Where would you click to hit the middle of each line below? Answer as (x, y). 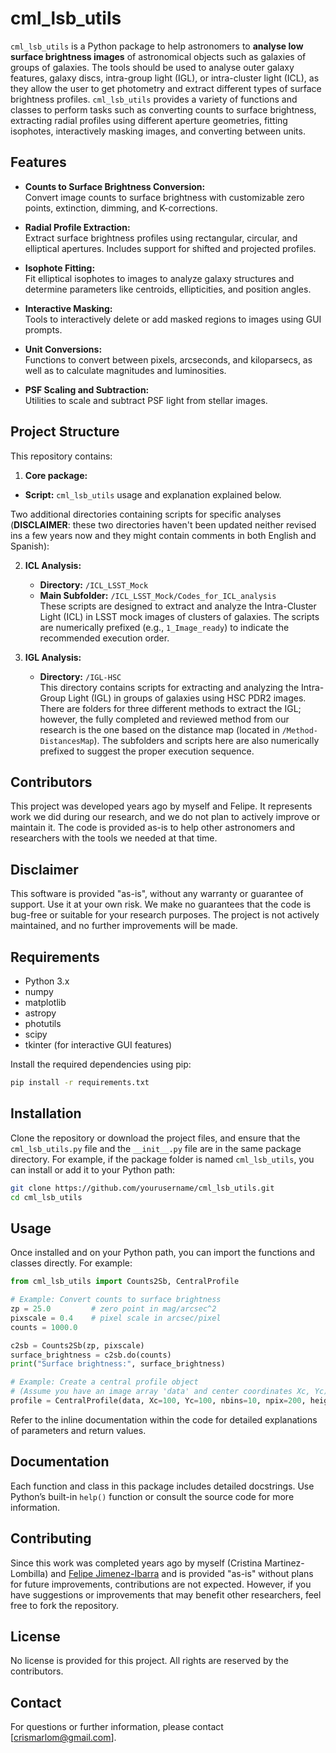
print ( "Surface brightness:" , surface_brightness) (118, 1364)
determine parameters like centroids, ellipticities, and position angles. (168, 289)
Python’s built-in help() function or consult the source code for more (152, 1496)
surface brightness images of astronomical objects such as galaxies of (158, 56)
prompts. (43, 329)
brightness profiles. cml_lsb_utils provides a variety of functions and (154, 99)
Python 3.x (47, 981)
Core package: (56, 475)
